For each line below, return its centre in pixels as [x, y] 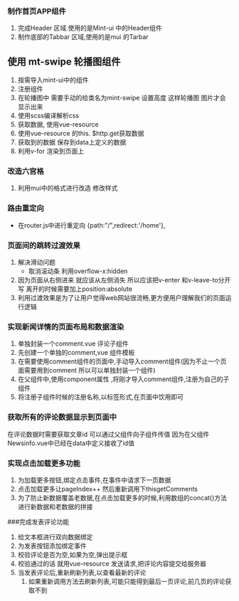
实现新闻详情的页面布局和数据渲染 [66, 326]
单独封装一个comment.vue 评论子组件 [73, 344]
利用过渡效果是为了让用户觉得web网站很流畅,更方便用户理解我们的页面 [121, 298]
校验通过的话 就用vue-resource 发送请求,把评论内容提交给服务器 [112, 563]
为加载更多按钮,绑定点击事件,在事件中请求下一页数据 [94, 480]
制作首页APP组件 [37, 11]
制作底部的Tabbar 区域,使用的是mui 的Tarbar [83, 37]
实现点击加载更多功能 [44, 463]
